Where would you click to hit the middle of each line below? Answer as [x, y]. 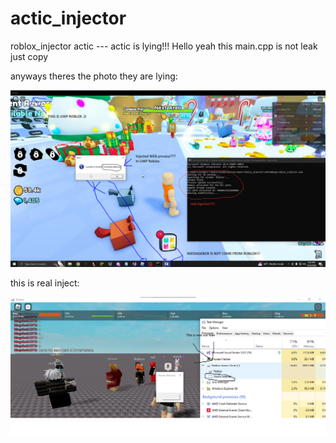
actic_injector [68, 18]
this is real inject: [45, 283]
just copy [29, 56]
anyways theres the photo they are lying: [94, 76]
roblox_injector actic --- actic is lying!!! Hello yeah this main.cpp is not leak [164, 46]
